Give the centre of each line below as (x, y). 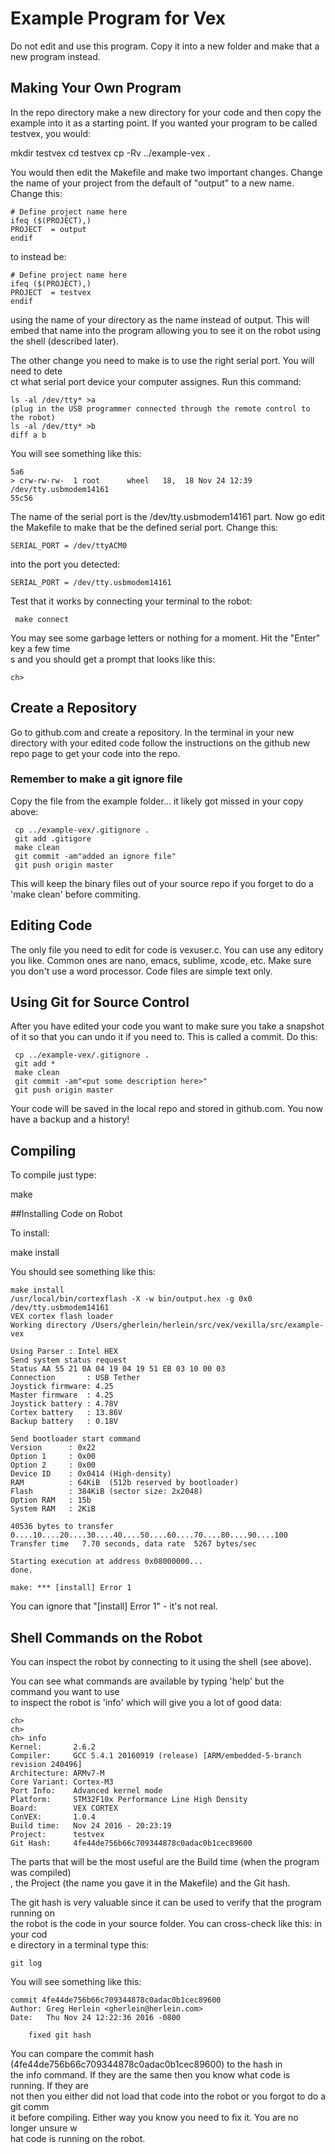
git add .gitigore (53, 838)
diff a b (28, 435)
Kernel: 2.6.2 (53, 1747)
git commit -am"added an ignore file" (95, 856)
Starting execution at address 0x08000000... (106, 1562)
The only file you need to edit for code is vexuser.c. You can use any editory (167, 949)
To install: (30, 1233)
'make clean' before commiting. (75, 894)
